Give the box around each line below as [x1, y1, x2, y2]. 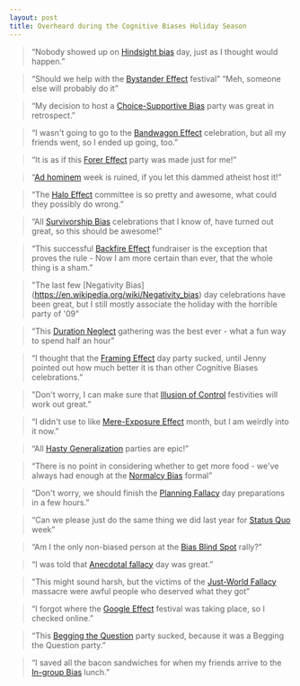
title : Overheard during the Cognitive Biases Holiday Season [9, 22, 247, 31]
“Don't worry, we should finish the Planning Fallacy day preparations [31, 487, 286, 498]
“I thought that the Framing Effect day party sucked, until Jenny [31, 352, 267, 363]
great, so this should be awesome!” [31, 226, 163, 236]
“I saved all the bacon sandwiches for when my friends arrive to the [31, 657, 282, 668]
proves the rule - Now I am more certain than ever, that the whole [31, 253, 274, 263]
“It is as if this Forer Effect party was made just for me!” [31, 154, 237, 165]
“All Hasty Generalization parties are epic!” [31, 442, 190, 454]
